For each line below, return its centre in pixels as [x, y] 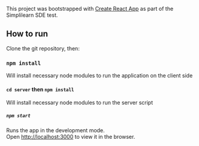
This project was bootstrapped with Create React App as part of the [90, 9]
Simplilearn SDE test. [32, 15]
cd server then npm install [40, 89]
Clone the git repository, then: [43, 48]
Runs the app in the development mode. [55, 130]
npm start [19, 116]
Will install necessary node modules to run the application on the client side [99, 76]
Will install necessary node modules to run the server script [80, 103]
